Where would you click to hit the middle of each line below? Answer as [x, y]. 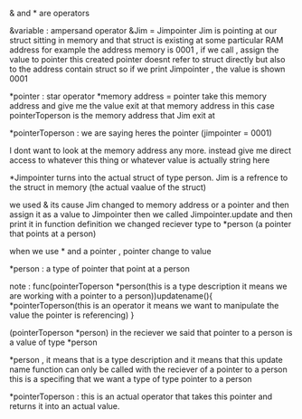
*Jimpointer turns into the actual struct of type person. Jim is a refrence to [149, 177]
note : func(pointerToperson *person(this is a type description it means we [148, 286]
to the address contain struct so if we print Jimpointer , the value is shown [147, 69]
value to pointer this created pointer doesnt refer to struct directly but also [147, 59]
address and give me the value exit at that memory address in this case [142, 106]
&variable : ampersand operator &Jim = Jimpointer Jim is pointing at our [143, 30]
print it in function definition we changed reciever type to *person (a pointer [151, 224]
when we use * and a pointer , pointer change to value [110, 251]
